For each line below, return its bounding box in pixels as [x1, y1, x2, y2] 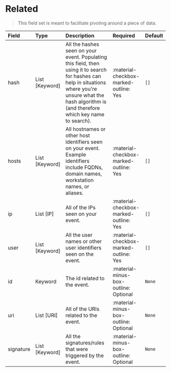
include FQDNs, [65, 164, 103, 171]
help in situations [65, 79, 106, 86]
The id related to [65, 275, 105, 282]
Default [145, 32, 163, 39]
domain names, [65, 170, 102, 177]
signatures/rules [65, 339, 104, 346]
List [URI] [35, 312, 58, 319]
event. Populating [65, 53, 107, 60]
